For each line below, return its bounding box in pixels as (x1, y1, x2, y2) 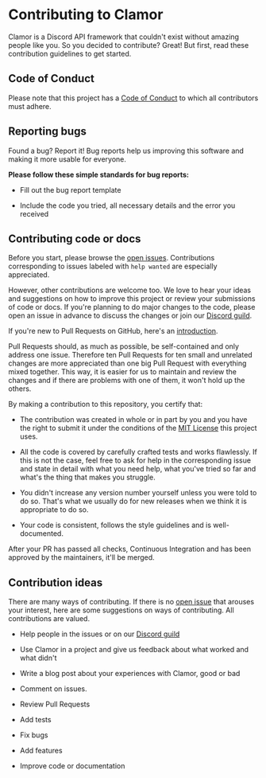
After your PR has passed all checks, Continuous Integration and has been (8, 544, 252, 554)
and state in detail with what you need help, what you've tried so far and (19, 464, 256, 474)
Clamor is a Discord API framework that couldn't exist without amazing (8, 32, 240, 41)
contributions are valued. (8, 614, 90, 624)
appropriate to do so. (19, 505, 89, 514)
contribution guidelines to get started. (8, 49, 132, 58)
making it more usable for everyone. (8, 154, 127, 164)
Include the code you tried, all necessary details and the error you (19, 201, 236, 210)
